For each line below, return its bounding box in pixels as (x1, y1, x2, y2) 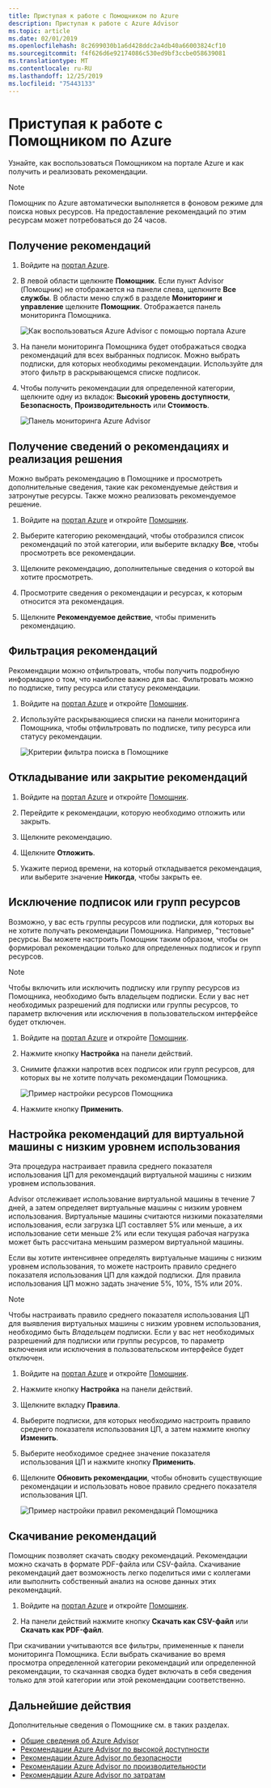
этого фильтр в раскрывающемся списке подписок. (19, 367, 201, 377)
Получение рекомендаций (8, 239, 151, 252)
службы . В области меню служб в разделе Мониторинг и (19, 293, 222, 303)
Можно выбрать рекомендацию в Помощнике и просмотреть (8, 474, 222, 484)
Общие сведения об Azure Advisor (19, 1735, 139, 1745)
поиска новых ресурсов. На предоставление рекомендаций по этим (8, 207, 247, 217)
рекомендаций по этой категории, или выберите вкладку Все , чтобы (19, 540, 259, 549)
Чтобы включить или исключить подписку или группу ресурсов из (8, 982, 240, 992)
